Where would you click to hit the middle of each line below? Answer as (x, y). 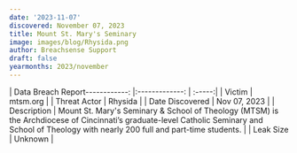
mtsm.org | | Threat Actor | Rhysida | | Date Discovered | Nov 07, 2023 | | (142, 101)
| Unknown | (31, 139)
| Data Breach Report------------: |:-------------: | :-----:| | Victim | (131, 92)
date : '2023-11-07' (45, 17)
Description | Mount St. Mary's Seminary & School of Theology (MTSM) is (144, 111)
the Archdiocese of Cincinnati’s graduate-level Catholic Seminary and (136, 119)
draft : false (33, 58)
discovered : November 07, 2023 (67, 26)
